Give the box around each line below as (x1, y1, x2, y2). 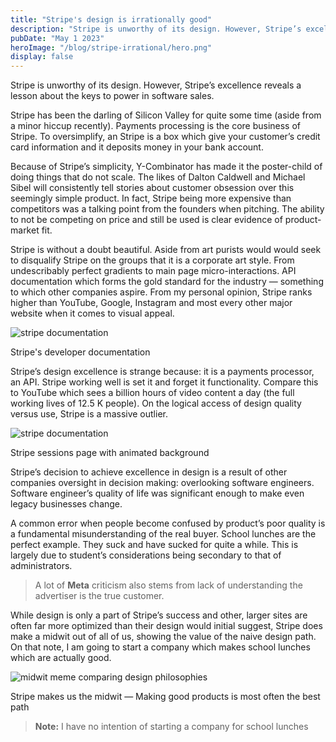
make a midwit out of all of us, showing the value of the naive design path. (10, 631, 317, 643)
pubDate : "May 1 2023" (10, 33, 105, 43)
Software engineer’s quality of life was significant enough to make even (10, 487, 305, 500)
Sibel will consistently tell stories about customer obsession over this (10, 182, 295, 194)
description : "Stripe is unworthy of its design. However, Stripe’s (10, 24, 302, 34)
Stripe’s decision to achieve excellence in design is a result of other (10, 466, 288, 478)
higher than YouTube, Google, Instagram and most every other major (10, 297, 293, 309)
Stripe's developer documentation (10, 346, 151, 358)
